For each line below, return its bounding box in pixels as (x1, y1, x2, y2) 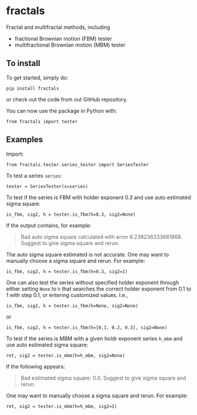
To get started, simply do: (6, 74, 68, 81)
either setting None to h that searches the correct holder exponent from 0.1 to (6, 285, 192, 292)
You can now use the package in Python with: (6, 107, 117, 114)
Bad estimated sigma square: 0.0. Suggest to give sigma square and (20, 374, 186, 381)
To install (6, 58, 41, 68)
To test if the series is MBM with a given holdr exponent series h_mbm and (6, 335, 183, 342)
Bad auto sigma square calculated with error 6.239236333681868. (20, 233, 183, 240)
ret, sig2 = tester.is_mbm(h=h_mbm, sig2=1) (6, 403, 117, 409)
